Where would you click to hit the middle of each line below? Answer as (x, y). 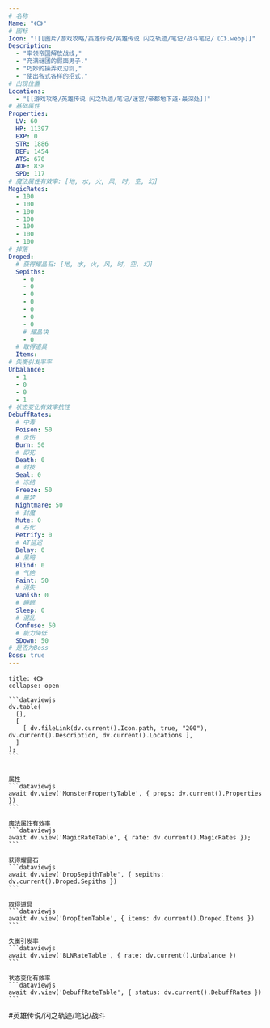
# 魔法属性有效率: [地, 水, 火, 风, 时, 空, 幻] (83, 182)
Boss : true (27, 656)
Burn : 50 (30, 445)
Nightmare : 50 (39, 505)
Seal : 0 (29, 475)
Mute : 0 (29, 520)
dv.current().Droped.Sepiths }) (63, 881)
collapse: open (34, 686)
